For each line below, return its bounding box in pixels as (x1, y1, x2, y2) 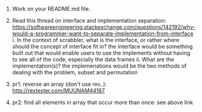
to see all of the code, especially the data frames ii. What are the (12, 56, 175, 63)
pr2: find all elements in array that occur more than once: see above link (12, 99, 193, 106)
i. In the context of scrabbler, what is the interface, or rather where (12, 37, 180, 43)
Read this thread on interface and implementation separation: (12, 17, 167, 24)
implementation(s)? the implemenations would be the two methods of (12, 62, 187, 69)
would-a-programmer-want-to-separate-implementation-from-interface (12, 30, 193, 37)
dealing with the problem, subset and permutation (12, 69, 138, 75)
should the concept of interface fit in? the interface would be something (12, 43, 193, 50)
